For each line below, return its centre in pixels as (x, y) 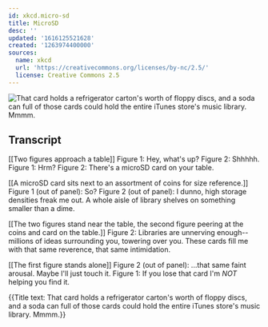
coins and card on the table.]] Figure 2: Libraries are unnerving (112, 233)
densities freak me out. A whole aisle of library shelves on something (122, 200)
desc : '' (23, 30)
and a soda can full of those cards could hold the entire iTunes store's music (134, 306)
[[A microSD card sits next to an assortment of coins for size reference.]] (128, 183)
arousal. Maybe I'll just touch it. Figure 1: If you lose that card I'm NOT (123, 273)
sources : (23, 53)
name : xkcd (34, 61)
